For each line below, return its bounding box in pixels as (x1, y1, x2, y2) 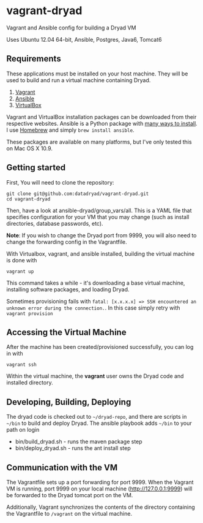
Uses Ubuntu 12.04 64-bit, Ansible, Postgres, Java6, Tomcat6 (6, 36, 162, 43)
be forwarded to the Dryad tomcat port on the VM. (6, 492, 133, 498)
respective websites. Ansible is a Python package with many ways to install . (6, 120, 197, 127)
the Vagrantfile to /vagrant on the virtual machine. (6, 510, 133, 517)
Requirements (6, 53, 61, 64)
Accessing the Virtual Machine (6, 327, 127, 337)
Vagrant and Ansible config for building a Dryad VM (6, 24, 136, 31)
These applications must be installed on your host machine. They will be (6, 70, 188, 77)
